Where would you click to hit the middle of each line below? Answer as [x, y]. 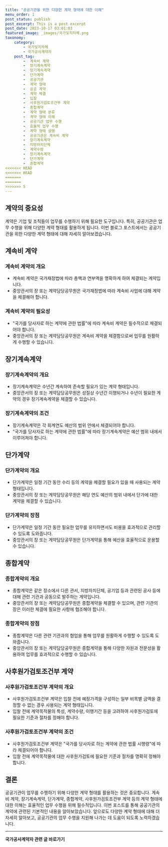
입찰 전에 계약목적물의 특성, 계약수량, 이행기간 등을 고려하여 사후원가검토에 [85, 711]
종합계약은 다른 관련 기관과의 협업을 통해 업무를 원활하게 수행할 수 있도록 [83, 635]
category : [24, 43]
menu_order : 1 [20, 15]
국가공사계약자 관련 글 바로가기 [35, 839]
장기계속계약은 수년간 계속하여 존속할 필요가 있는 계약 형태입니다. [76, 386]
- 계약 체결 [34, 94]
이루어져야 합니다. [30, 438]
